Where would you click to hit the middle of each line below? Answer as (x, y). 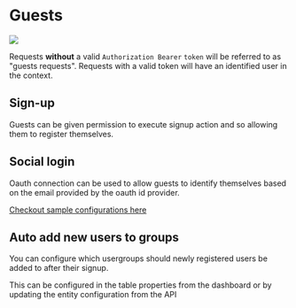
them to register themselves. (61, 134)
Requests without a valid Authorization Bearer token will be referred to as (145, 56)
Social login (42, 162)
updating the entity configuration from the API (93, 295)
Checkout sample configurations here (78, 210)
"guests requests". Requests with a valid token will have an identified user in (148, 65)
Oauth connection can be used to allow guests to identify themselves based (148, 183)
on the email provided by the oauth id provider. (94, 192)
